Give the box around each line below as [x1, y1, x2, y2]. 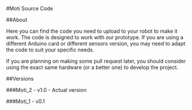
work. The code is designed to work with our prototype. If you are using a [6, 34, 184, 40]
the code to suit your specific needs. [6, 46, 95, 53]
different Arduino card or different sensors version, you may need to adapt [6, 40, 186, 47]
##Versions [6, 75, 34, 82]
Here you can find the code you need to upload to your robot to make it [6, 27, 178, 35]
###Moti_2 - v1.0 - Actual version [6, 87, 87, 93]
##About [6, 16, 28, 23]
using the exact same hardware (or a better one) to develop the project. [6, 64, 179, 71]
